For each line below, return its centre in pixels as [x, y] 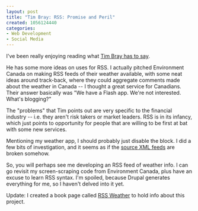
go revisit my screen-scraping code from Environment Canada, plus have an [99, 171]
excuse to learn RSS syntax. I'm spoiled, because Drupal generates [88, 178]
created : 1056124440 [32, 23]
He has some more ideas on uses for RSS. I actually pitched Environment [95, 68]
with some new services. [36, 129]
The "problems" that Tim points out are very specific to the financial [89, 111]
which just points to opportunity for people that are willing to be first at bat [97, 123]
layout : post [22, 12]
